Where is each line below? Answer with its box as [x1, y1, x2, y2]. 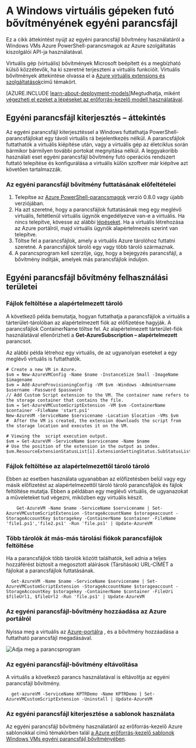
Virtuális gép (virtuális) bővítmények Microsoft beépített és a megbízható [6, 60, 181, 67]
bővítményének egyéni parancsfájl [6, 16, 178, 30]
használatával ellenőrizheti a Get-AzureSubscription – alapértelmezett [6, 331, 178, 338]
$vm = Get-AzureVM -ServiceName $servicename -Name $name [6, 438, 150, 444]
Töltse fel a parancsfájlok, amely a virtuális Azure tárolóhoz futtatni [14, 237, 176, 244]
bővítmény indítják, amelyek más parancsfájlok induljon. [14, 256, 149, 263]
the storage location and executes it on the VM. [6, 423, 129, 428]
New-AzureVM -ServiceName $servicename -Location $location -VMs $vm [6, 413, 179, 418]
